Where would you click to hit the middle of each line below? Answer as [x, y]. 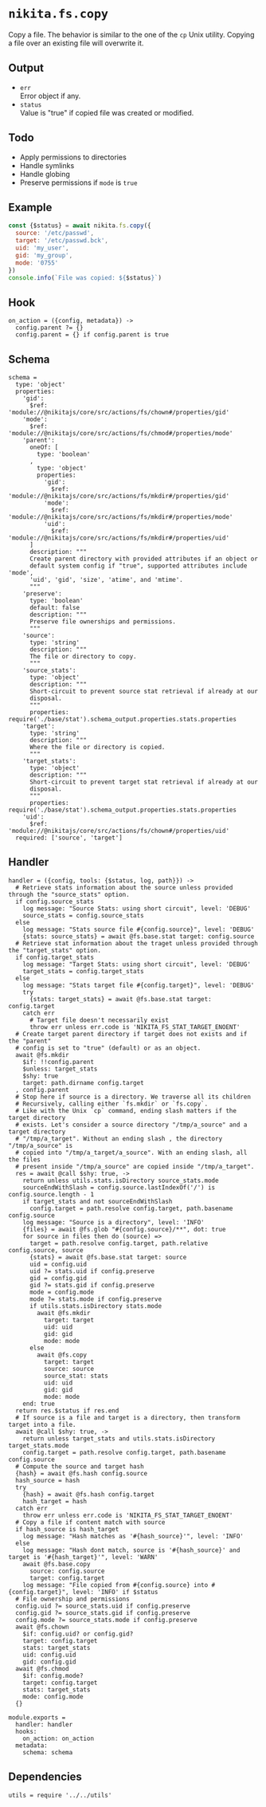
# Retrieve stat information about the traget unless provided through [137, 943]
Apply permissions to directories [73, 157]
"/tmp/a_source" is [41, 1145]
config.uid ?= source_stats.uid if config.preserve [103, 1606]
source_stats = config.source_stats [84, 915]
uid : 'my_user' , [42, 248]
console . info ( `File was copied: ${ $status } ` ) [85, 277]
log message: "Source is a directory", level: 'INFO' [113, 1222]
